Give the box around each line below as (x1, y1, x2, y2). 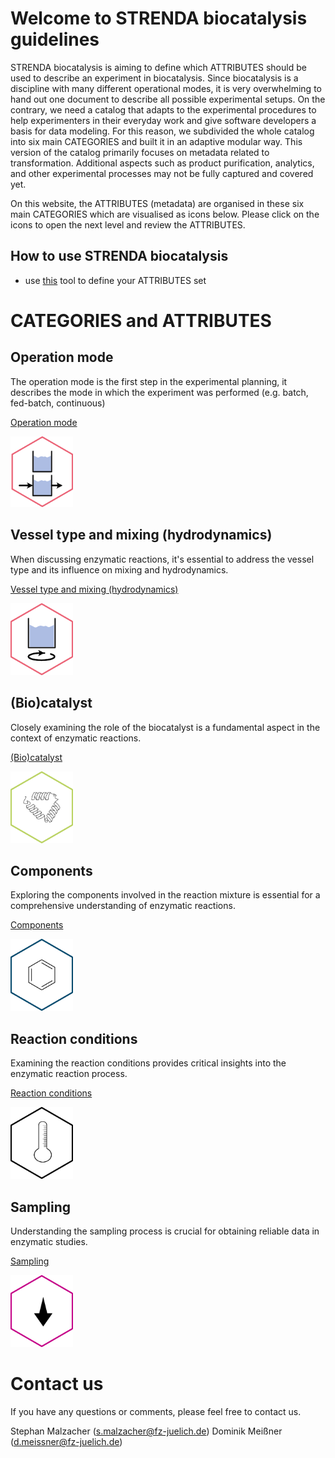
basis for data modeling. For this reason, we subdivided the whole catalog (10, 125, 315, 137)
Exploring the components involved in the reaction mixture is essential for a (10, 889, 321, 901)
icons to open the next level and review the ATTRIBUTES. (10, 218, 246, 231)
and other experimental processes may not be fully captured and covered (10, 167, 314, 179)
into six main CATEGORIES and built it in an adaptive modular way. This (10, 135, 303, 147)
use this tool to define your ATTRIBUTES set (24, 274, 207, 286)
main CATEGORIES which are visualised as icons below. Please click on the (10, 208, 320, 220)
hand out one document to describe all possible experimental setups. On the (10, 93, 326, 105)
